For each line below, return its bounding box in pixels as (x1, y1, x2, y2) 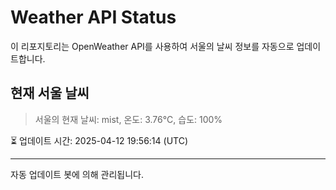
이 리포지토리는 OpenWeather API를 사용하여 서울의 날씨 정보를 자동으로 (10, 40, 295, 52)
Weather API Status (10, 6, 177, 29)
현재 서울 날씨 (10, 85, 90, 102)
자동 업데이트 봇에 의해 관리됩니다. (10, 168, 144, 180)
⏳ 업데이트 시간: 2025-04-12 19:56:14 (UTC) (10, 134, 189, 146)
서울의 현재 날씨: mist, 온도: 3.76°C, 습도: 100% (34, 113, 223, 125)
